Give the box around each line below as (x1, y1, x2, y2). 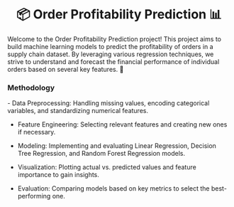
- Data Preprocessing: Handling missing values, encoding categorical (7, 99, 210, 107)
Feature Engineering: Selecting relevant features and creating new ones (17, 120, 228, 129)
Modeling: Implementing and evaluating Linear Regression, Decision (17, 142, 216, 150)
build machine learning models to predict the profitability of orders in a (7, 42, 214, 51)
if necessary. (17, 128, 56, 137)
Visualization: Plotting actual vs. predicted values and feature (17, 163, 196, 171)
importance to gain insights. (17, 171, 99, 179)
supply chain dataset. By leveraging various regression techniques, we (7, 50, 214, 58)
